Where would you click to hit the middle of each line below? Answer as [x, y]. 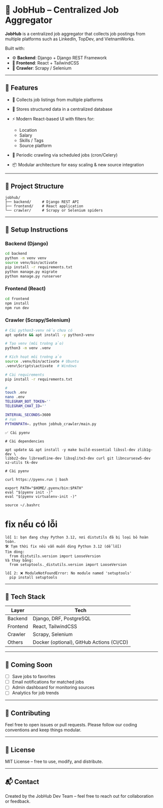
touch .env [16, 393]
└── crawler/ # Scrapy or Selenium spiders [54, 210]
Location [28, 130]
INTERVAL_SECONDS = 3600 [28, 415]
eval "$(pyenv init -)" [29, 492]
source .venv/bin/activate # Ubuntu [42, 362]
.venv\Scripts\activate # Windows [41, 366]
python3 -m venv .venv [28, 348]
